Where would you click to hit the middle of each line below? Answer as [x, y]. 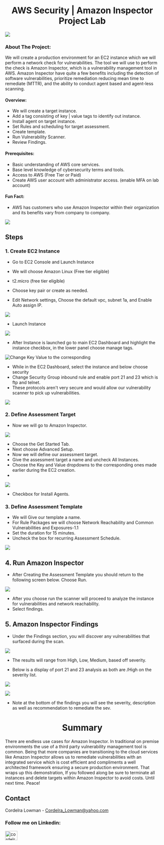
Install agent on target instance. [44, 121]
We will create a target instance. [45, 111]
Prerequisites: [20, 154]
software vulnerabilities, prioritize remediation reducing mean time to [75, 78]
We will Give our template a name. [47, 517]
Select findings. [28, 609]
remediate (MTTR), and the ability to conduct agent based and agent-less [79, 84]
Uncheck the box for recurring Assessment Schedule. [66, 538]
